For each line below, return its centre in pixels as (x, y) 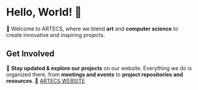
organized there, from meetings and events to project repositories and (95, 75)
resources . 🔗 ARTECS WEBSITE (46, 80)
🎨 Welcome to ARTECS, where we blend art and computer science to (92, 29)
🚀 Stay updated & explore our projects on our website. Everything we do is (99, 68)
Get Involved (31, 54)
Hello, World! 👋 (44, 12)
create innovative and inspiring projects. (56, 35)
